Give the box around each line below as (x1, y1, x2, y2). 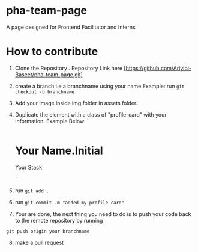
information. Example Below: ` (14, 117, 89, 124)
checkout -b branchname (14, 88, 75, 95)
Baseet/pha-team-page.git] (14, 70, 83, 78)
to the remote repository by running (14, 217, 103, 224)
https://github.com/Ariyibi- (125, 64, 192, 72)
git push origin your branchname (6, 228, 90, 235)
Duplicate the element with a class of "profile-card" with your (14, 111, 167, 118)
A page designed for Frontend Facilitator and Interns (6, 23, 136, 31)
